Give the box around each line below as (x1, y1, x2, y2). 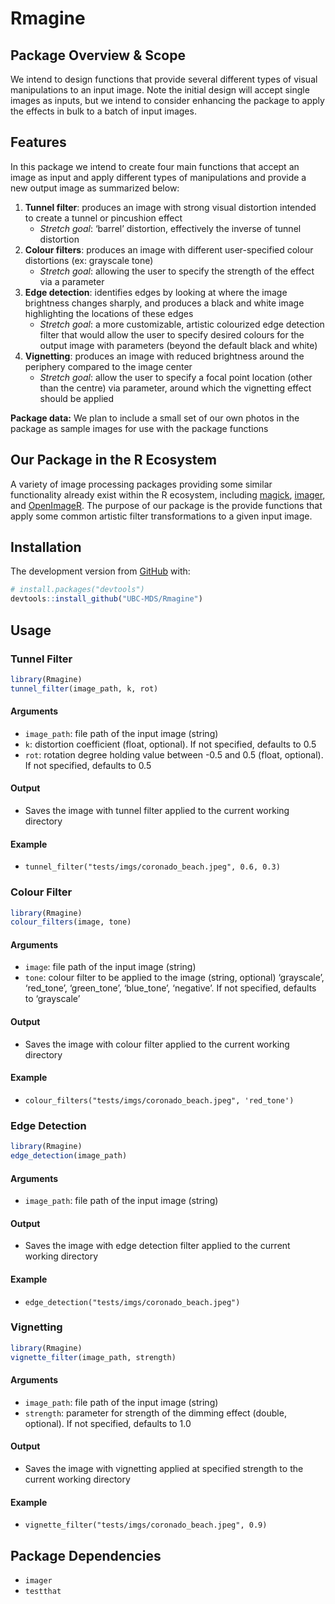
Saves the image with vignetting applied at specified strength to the (24, 1463, 304, 1474)
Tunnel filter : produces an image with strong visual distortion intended (24, 201, 317, 213)
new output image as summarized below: (10, 182, 180, 194)
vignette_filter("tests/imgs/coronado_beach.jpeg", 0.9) (24, 1520, 268, 1531)
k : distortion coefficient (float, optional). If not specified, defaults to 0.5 (24, 738, 317, 750)
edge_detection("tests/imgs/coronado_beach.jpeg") (24, 1297, 241, 1307)
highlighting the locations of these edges (24, 307, 194, 319)
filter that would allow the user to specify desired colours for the (39, 328, 305, 341)
